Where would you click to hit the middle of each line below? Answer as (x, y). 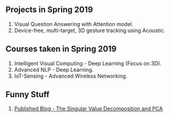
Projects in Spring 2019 (49, 10)
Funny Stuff (28, 95)
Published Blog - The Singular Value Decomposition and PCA (88, 109)
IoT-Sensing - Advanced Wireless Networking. (71, 76)
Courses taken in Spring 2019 (61, 49)
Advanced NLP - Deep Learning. (54, 69)
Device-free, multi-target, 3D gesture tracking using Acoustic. (90, 30)
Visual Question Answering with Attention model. (74, 24)
